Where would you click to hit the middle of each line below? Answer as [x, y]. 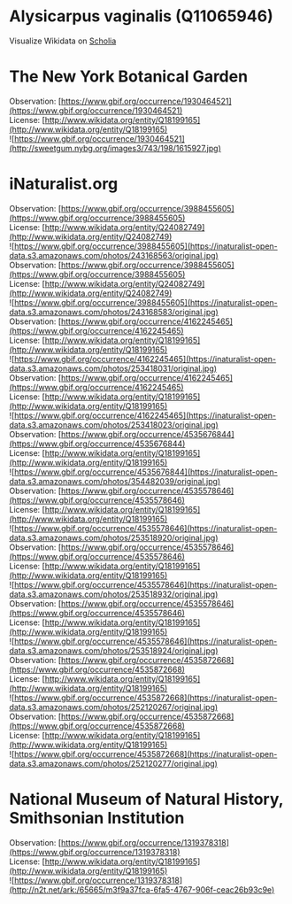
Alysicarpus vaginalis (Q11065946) [141, 16]
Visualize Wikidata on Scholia [63, 41]
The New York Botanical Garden [129, 77]
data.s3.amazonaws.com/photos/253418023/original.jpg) [114, 425]
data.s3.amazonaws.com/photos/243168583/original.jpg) [114, 312]
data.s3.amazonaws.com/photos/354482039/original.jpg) [115, 481]
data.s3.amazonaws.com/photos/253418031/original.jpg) [113, 368]
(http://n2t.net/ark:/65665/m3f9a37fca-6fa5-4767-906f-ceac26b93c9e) [142, 889]
